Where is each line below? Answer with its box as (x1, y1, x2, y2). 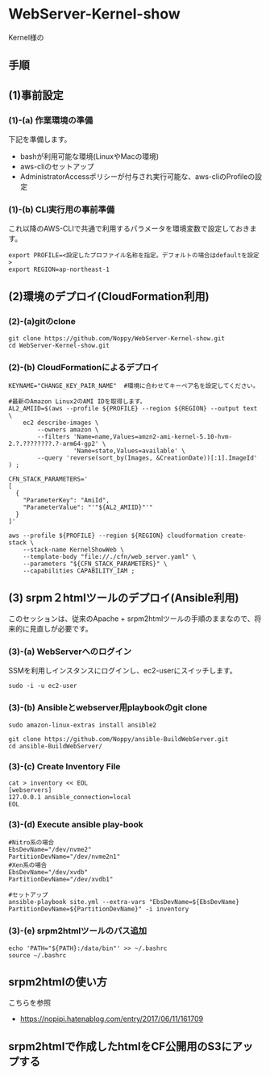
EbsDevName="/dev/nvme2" (8, 846, 92, 854)
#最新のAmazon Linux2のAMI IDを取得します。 (8, 398, 147, 406)
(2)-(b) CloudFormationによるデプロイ (8, 361, 160, 373)
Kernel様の (8, 32, 44, 42)
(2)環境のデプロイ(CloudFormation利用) (8, 290, 210, 303)
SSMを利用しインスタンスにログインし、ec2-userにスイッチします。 (8, 666, 237, 676)
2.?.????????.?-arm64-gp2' (8, 440, 99, 448)
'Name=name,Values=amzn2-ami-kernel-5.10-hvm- (73, 433, 232, 441)
